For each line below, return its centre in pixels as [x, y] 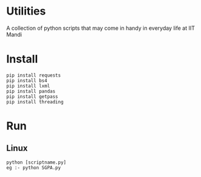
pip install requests [34, 75]
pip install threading [35, 102]
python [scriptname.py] [36, 162]
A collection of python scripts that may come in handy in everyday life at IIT [101, 28]
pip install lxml [28, 86]
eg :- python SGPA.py [34, 168]
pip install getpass [32, 96]
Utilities [26, 11]
